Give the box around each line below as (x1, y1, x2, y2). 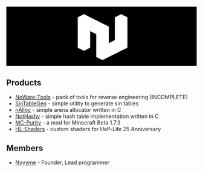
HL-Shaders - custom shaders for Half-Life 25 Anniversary (14, 126, 161, 133)
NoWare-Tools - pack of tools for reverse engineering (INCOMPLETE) (14, 94, 188, 101)
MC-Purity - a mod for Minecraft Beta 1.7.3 (14, 119, 121, 126)
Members (6, 143, 43, 153)
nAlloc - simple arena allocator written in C (14, 106, 122, 114)
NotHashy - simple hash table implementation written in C (14, 112, 159, 120)
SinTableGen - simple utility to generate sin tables (14, 100, 139, 107)
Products (6, 78, 42, 88)
